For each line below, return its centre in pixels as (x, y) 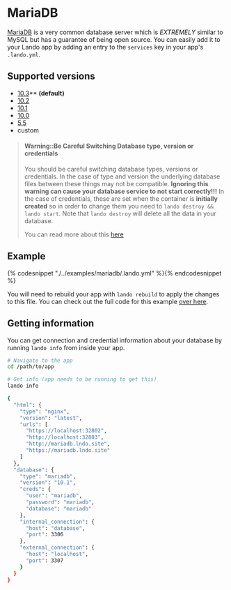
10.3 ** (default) (41, 93)
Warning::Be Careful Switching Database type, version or (109, 146)
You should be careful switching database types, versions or (111, 169)
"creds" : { (35, 490)
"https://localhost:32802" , (66, 431)
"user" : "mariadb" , (54, 496)
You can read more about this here (74, 234)
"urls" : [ (34, 424)
